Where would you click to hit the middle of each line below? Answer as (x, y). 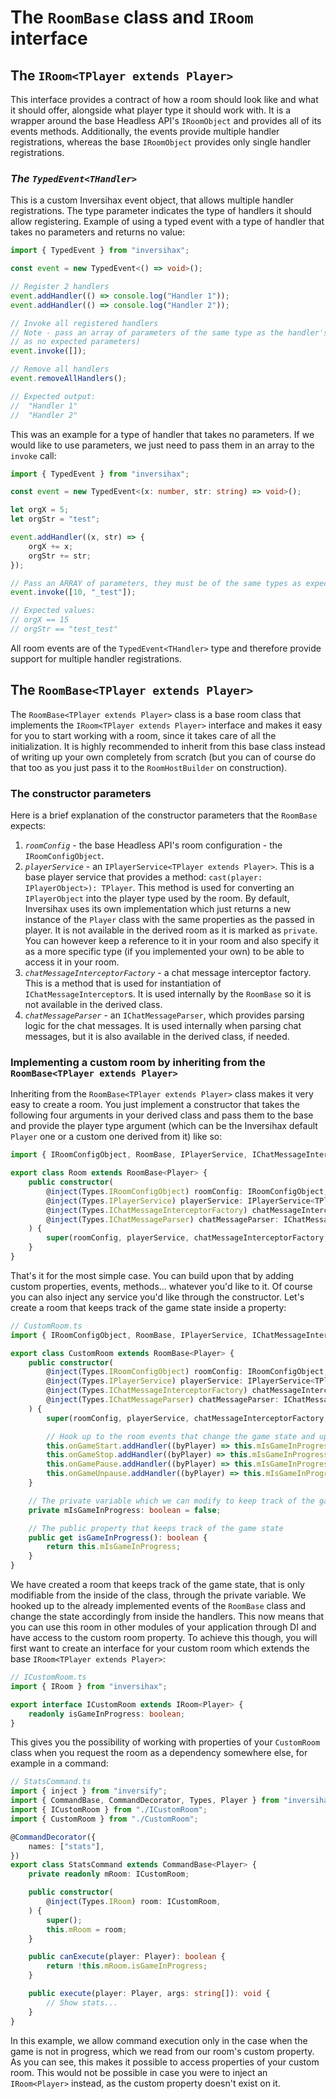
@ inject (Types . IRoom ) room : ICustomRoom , (134, 1902)
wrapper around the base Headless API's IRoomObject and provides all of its (166, 120)
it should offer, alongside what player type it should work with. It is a (151, 110)
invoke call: (33, 455)
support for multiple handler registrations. (96, 658)
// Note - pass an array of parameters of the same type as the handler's (169, 332)
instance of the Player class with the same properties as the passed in (169, 920)
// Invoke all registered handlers (84, 323)
